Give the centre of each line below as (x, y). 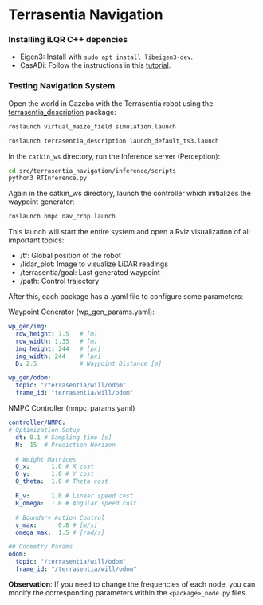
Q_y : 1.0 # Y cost (55, 474)
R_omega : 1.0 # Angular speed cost (76, 503)
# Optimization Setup (44, 430)
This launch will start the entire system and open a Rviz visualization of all (130, 232)
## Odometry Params (41, 547)
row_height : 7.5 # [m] (57, 334)
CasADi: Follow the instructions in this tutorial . (95, 65)
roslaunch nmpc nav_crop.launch (62, 217)
